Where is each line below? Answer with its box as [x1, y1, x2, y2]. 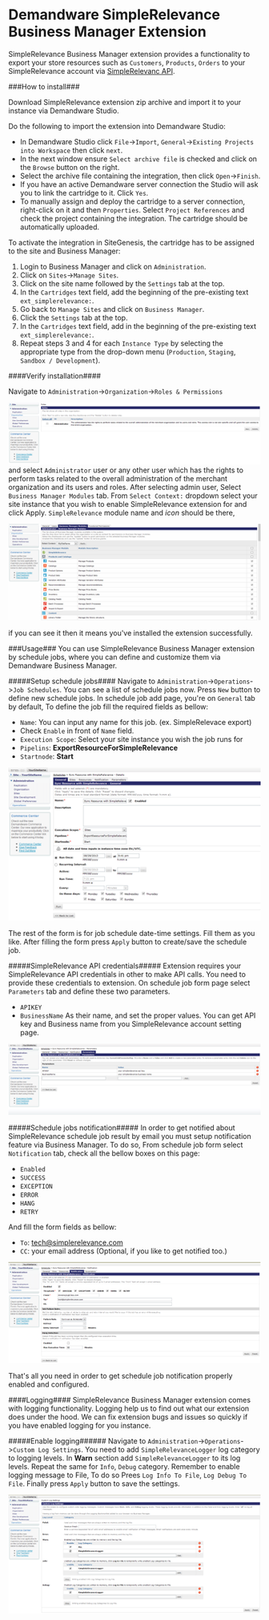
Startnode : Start [19, 751, 74, 761]
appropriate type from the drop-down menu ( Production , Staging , [19, 346, 236, 356]
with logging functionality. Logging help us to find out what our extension [8, 1403, 250, 1413]
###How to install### [8, 82, 80, 91]
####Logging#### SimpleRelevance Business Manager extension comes [8, 1395, 251, 1404]
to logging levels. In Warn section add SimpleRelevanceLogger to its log [8, 1453, 241, 1463]
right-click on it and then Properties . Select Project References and [19, 205, 245, 214]
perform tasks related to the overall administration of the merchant [8, 474, 228, 484]
